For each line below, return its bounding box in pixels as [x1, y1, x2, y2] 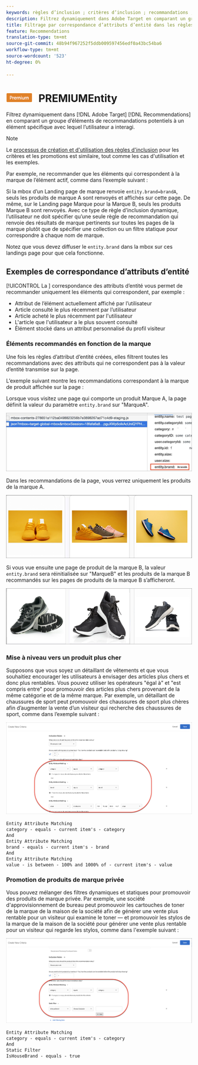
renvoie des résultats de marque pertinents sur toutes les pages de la [6, 219, 175, 226]
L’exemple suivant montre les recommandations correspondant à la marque [6, 377, 189, 384]
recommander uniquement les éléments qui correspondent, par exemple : [6, 289, 185, 296]
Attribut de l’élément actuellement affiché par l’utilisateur [14, 300, 152, 307]
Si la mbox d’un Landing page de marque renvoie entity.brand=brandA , [6, 188, 178, 195]
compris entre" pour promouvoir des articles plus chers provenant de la [6, 685, 180, 693]
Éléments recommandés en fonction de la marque [6, 339, 151, 348]
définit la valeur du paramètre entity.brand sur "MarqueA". [6, 401, 149, 408]
